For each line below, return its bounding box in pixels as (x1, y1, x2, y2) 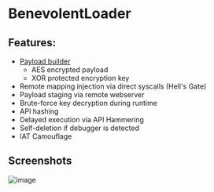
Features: (8, 36, 57, 49)
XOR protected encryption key (31, 74, 130, 82)
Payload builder (19, 56, 71, 66)
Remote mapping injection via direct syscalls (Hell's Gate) (19, 82, 207, 91)
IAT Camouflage (19, 132, 72, 141)
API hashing (19, 107, 59, 116)
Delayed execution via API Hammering (19, 115, 144, 124)
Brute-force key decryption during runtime (19, 99, 157, 107)
